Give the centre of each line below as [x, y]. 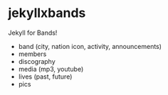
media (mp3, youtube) [51, 69]
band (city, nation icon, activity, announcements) [90, 46]
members [32, 54]
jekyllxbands [47, 13]
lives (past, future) [45, 77]
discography [37, 61]
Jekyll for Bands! [33, 33]
